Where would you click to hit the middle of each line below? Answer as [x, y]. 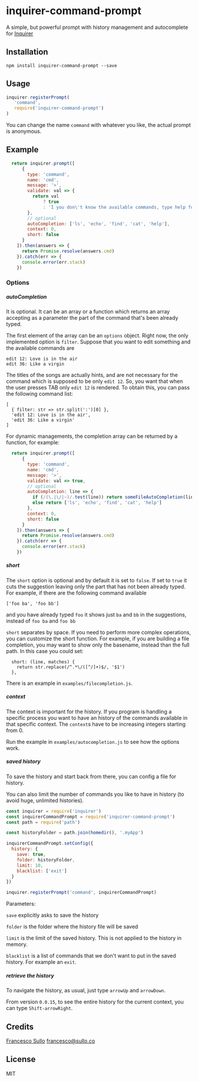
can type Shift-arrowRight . [39, 1008]
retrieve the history [30, 975]
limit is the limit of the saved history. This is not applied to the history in [94, 938]
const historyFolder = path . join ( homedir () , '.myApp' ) [75, 833]
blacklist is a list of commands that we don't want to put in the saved [91, 956]
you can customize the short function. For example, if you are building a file [98, 638]
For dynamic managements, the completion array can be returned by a [92, 436]
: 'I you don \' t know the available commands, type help [114, 207]
